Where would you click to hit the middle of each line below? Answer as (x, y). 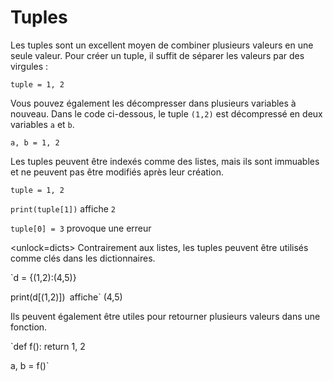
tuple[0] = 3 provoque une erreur (81, 228)
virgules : (29, 66)
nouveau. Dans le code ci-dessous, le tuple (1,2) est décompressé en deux (166, 113)
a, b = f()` (30, 365)
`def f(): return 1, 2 (48, 346)
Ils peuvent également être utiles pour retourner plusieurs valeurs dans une (165, 316)
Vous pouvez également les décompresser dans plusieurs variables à (153, 103)
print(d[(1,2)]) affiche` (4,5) (66, 297)
